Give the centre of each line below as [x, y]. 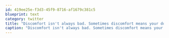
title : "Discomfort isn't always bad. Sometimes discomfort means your [82, 23]
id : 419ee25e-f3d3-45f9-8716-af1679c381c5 [50, 10]
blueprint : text [22, 14]
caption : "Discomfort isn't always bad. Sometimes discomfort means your [84, 28]
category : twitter [24, 19]
